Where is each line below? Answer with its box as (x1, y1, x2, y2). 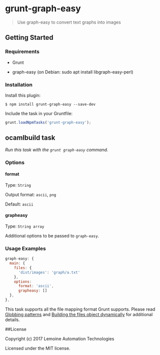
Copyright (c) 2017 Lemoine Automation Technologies (5, 335, 115, 342)
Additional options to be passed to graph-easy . (5, 233, 99, 238)
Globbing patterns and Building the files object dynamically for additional (5, 311, 153, 317)
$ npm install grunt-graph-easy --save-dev (5, 102, 96, 107)
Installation (5, 81, 33, 88)
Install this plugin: (5, 92, 41, 98)
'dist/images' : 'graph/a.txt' (18, 270, 80, 275)
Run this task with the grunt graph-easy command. (5, 147, 108, 152)
